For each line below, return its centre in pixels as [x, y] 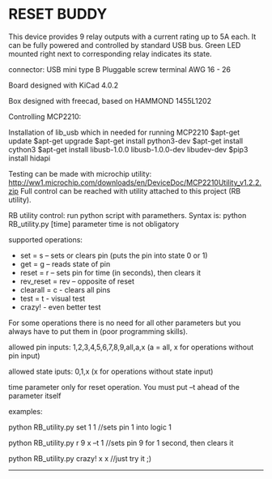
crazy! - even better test [60, 307]
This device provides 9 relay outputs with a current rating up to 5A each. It [132, 36]
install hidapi [30, 158]
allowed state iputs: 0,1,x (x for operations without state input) [111, 371]
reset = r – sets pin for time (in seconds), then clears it [110, 272]
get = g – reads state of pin [65, 263]
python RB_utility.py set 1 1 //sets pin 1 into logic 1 [90, 427]
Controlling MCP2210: [45, 116]
